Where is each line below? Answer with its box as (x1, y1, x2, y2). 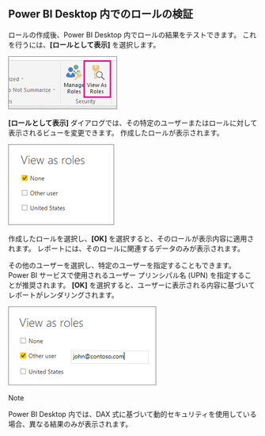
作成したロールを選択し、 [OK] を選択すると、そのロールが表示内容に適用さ (8, 233, 255, 243)
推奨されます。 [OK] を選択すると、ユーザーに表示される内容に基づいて (21, 280, 256, 290)
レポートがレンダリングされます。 (8, 290, 119, 299)
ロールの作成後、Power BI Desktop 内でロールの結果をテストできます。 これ (8, 30, 257, 40)
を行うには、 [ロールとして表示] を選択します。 (8, 40, 161, 49)
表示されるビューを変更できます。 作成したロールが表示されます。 (8, 127, 224, 137)
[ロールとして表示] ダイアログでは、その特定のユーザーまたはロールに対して (8, 118, 258, 127)
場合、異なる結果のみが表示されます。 (8, 419, 133, 429)
